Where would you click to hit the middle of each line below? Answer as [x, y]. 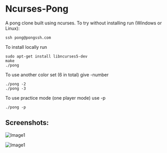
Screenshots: [27, 123]
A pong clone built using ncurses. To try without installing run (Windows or [83, 23]
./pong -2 [16, 84]
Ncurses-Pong [37, 9]
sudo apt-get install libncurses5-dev [46, 56]
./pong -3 [16, 88]
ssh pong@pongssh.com [28, 38]
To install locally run [26, 47]
